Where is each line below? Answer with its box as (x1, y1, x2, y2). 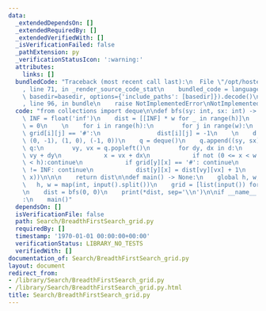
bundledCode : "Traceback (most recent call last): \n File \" (15, 78, 225, 85)
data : (8, 11, 26, 20)
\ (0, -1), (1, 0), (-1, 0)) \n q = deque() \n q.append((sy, (22, 136, 246, 145)
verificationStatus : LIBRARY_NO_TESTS (15, 240, 144, 248)
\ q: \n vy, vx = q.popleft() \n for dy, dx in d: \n (22, 144, 243, 152)
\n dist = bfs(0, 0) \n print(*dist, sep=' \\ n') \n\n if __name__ (22, 188, 257, 196)
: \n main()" (22, 195, 73, 203)
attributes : (15, 63, 55, 71)
